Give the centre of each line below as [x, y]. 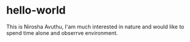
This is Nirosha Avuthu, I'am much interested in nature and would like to [95, 27]
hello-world [36, 10]
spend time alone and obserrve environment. [62, 33]
